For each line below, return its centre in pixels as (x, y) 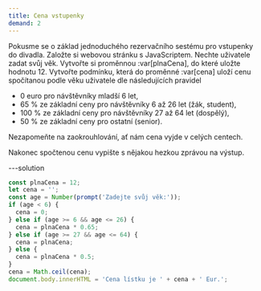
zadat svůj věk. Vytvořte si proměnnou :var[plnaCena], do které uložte (124, 63)
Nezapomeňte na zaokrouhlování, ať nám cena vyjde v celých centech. (126, 136)
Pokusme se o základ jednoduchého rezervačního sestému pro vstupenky (131, 46)
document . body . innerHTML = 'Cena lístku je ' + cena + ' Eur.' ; (118, 279)
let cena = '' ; (34, 190)
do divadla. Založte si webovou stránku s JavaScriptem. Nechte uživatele (129, 55)
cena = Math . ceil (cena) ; (50, 272)
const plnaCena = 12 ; (45, 182)
